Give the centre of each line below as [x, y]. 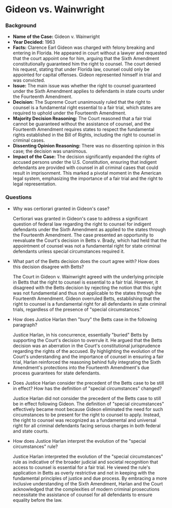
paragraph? [25, 325]
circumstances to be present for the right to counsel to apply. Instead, [87, 415]
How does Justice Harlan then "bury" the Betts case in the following [85, 319]
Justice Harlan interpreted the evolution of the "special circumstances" [88, 456]
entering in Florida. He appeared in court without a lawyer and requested [90, 53]
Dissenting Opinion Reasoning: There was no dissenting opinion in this [89, 146]
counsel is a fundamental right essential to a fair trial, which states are [87, 108]
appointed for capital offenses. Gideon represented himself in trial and [87, 75]
